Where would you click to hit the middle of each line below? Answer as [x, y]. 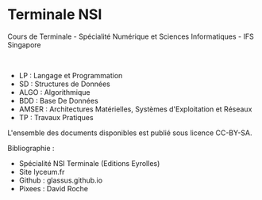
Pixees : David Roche [54, 188]
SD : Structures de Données [64, 84]
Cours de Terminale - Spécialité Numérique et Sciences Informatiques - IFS [131, 36]
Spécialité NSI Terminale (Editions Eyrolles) [89, 163]
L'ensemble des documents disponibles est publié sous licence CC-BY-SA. [130, 133]
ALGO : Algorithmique [54, 92]
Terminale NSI [55, 15]
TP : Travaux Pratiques [56, 117]
